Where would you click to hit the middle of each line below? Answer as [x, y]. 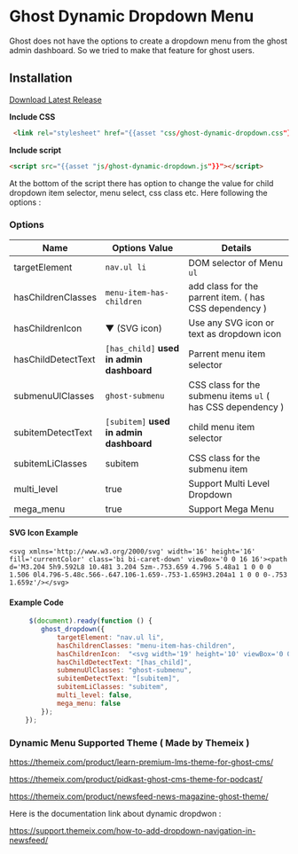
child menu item [222, 427]
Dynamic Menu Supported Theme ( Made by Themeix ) [129, 742]
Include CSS [32, 116]
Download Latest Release [55, 99]
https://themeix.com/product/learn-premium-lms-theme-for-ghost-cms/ [141, 762]
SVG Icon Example [44, 533]
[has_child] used [142, 348]
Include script [35, 150]
